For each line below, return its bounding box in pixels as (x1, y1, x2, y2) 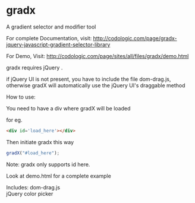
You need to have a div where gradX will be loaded (6, 104, 131, 112)
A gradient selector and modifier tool (6, 23, 96, 30)
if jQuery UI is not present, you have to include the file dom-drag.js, (6, 75, 171, 83)
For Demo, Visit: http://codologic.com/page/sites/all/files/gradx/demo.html (6, 52, 189, 59)
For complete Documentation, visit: (6, 34, 92, 42)
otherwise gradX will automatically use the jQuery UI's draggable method (6, 81, 185, 89)
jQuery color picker (6, 190, 54, 197)
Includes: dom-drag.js (6, 183, 61, 191)
